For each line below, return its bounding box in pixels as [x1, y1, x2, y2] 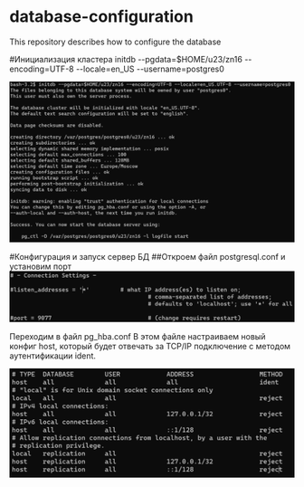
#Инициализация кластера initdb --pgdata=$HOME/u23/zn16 [9, 53, 242, 64]
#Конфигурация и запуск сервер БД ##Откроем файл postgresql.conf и [9, 251, 286, 262]
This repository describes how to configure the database [9, 36, 222, 47]
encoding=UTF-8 [9, 63, 74, 74]
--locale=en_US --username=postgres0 [75, 63, 224, 74]
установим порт [9, 261, 72, 272]
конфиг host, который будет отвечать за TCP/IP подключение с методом [9, 340, 291, 351]
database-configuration [9, 6, 195, 27]
